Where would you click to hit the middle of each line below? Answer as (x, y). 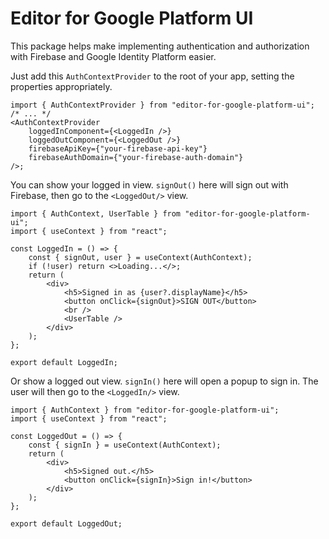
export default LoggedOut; (66, 523)
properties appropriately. (61, 86)
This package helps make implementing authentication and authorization (160, 46)
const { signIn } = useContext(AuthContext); (125, 445)
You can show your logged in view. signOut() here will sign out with (149, 184)
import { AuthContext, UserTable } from (96, 213)
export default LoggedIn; (64, 362)
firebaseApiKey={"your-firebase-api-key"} (118, 148)
